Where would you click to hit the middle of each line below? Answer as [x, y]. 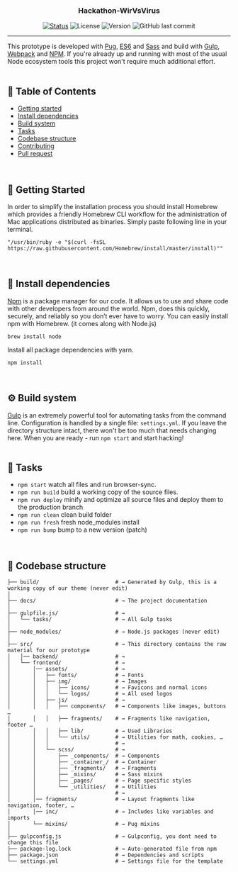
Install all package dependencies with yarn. [70, 350]
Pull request [35, 154]
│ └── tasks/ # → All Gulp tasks [90, 620]
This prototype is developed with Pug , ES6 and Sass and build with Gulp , [114, 46]
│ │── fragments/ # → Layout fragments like [101, 800]
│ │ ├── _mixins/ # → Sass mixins [85, 775]
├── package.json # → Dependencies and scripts [106, 855]
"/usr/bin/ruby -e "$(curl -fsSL [57, 242]
